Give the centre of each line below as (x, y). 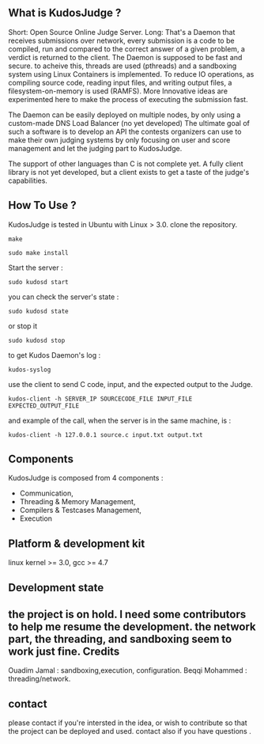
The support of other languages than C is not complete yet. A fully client (126, 163)
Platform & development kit (77, 543)
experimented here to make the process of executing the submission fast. (128, 99)
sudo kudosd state (38, 311)
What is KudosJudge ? (65, 13)
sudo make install (38, 252)
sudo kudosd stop (37, 340)
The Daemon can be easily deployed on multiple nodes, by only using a (124, 115)
